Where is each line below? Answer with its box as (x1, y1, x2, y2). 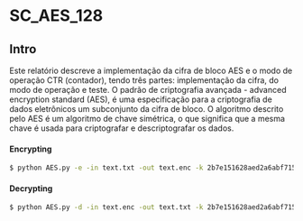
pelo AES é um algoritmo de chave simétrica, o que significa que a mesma (9, 114, 286, 124)
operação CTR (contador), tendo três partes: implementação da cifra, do (9, 75, 280, 86)
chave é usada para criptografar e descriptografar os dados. (9, 123, 234, 134)
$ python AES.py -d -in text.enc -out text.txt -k (9, 203, 204, 212)
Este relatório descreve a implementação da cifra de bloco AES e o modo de (9, 65, 293, 76)
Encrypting (9, 143, 52, 154)
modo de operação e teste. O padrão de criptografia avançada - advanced (9, 85, 287, 95)
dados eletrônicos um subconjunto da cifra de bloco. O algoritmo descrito (9, 104, 284, 114)
